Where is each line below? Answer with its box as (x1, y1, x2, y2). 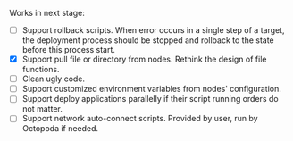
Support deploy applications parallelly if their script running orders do (21, 94, 279, 104)
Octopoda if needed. (21, 123, 99, 134)
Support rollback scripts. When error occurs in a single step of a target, (21, 25, 285, 35)
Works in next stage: (9, 8, 85, 18)
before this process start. (21, 45, 116, 55)
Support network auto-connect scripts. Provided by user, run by (21, 113, 258, 124)
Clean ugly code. (21, 73, 86, 84)
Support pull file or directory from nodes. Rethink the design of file (21, 54, 267, 65)
